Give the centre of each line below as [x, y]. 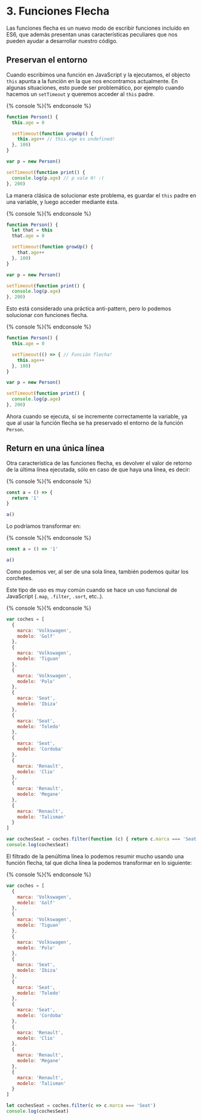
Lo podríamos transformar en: [44, 526]
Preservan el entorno [47, 60]
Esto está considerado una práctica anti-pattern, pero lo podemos [89, 309]
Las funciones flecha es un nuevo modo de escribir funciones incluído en [98, 28]
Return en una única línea [56, 449]
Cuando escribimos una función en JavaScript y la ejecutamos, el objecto [98, 75]
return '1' [25, 498]
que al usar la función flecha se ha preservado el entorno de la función [95, 423]
